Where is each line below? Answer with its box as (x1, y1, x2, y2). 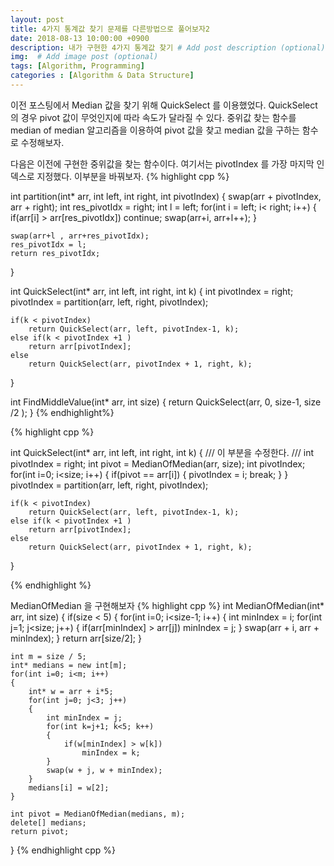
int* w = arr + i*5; (28, 686, 114, 696)
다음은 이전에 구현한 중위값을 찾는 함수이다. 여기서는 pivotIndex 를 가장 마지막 (10, 157, 315, 170)
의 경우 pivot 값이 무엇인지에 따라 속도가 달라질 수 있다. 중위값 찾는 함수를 (10, 111, 297, 123)
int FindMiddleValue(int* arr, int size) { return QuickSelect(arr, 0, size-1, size (10, 396, 322, 408)
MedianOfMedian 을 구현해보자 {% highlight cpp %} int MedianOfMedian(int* (10, 599, 325, 611)
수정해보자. (20, 136, 65, 148)
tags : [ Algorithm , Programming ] (10, 61, 145, 71)
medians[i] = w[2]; (28, 782, 110, 793)
